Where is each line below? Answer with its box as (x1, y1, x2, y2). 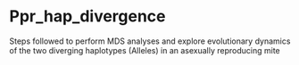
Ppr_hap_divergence (9, 6, 167, 27)
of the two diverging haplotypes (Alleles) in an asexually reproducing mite (9, 45, 281, 55)
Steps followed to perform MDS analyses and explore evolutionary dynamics (9, 36, 291, 46)
